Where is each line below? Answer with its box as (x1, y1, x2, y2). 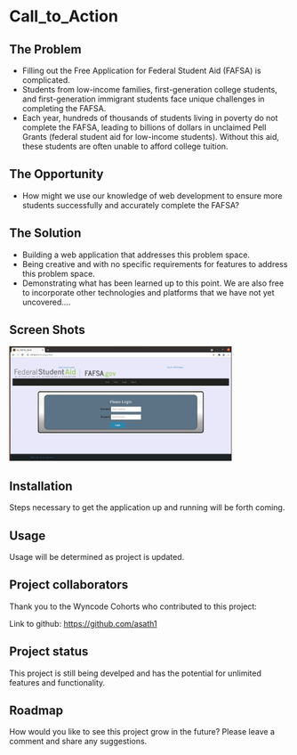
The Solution (9, 225, 82, 241)
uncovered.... (21, 296, 71, 307)
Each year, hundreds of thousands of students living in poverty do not (21, 113, 278, 123)
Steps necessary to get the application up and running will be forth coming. (9, 502, 285, 513)
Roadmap (9, 702, 64, 718)
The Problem (9, 42, 82, 57)
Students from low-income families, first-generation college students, (21, 85, 277, 94)
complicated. (21, 75, 71, 85)
